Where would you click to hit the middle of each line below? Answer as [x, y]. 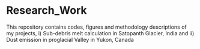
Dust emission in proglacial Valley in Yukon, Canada [70, 39]
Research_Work [47, 10]
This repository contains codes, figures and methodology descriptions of [97, 27]
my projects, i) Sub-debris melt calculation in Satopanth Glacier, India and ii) [100, 33]
